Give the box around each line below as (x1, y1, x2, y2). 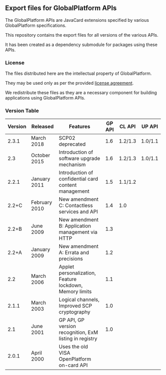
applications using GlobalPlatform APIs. (5, 95, 85, 101)
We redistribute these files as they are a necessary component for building (5, 90, 157, 96)
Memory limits (58, 288, 92, 295)
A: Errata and (58, 249, 89, 256)
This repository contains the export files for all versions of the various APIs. (5, 32, 159, 38)
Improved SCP (58, 302, 92, 309)
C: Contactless (58, 202, 93, 209)
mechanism (58, 161, 86, 168)
